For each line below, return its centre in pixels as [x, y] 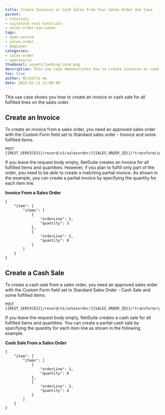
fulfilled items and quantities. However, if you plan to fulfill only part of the [80, 167]
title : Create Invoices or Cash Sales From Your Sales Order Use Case [79, 10]
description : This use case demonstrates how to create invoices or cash [82, 69]
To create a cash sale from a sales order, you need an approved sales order [82, 285]
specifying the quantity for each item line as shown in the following [73, 328]
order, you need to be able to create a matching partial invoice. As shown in [82, 173]
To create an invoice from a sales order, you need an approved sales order [80, 129]
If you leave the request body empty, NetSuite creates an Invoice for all [77, 162]
